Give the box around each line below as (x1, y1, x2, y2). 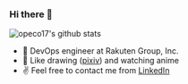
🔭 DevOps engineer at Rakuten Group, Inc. (21, 46, 179, 56)
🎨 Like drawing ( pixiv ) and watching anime (21, 55, 179, 66)
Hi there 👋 (9, 8, 54, 21)
